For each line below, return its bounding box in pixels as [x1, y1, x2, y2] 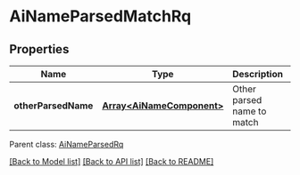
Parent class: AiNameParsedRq [9, 139, 124, 149]
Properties [9, 42, 70, 57]
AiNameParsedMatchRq [9, 6, 192, 27]
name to [231, 105, 267, 117]
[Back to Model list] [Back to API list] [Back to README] [9, 156, 214, 166]
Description [231, 68, 284, 80]
